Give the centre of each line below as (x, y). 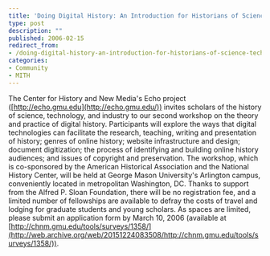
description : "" (35, 30)
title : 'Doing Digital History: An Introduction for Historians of (124, 16)
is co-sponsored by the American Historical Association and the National (129, 166)
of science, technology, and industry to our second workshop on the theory (133, 115)
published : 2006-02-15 (46, 38)
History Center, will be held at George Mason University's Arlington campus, (135, 175)
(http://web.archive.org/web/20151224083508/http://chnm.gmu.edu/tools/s (133, 234)
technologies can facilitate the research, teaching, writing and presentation (133, 132)
